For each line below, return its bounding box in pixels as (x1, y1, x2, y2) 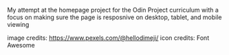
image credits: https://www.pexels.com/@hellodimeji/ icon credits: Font (7, 34, 210, 42)
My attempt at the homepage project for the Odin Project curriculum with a (7, 6, 219, 14)
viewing (7, 21, 30, 28)
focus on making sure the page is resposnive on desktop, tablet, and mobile (7, 13, 222, 21)
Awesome (7, 41, 36, 49)
